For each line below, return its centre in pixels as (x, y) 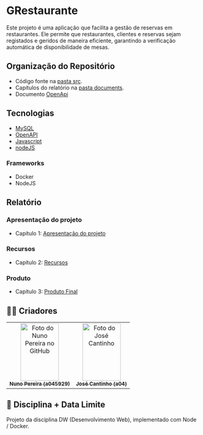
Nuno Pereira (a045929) (40, 384)
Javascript (28, 141)
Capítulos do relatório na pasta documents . (69, 87)
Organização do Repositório (61, 66)
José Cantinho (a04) (102, 384)
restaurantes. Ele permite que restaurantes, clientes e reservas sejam (94, 34)
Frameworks (25, 163)
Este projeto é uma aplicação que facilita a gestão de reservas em (90, 28)
